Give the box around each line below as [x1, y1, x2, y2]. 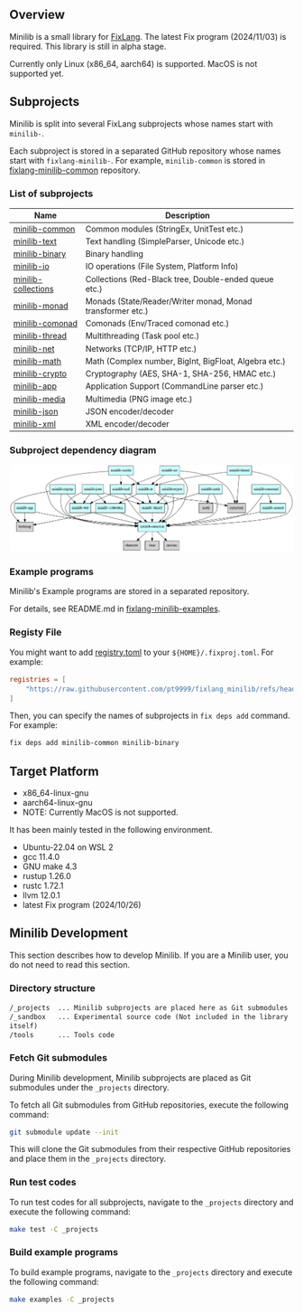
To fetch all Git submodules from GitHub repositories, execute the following [9, 1099, 289, 1110]
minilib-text [13, 235, 57, 247]
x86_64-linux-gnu [22, 788, 89, 798]
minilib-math [13, 355, 61, 366]
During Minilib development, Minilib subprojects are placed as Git [9, 1072, 252, 1083]
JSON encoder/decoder [85, 406, 174, 417]
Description [165, 210, 210, 221]
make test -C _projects [9, 1224, 99, 1233]
